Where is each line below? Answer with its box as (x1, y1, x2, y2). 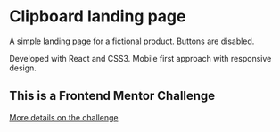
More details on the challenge (9, 111, 119, 122)
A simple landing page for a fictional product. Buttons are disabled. (9, 36, 255, 46)
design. (9, 62, 37, 73)
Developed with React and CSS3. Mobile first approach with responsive (9, 53, 272, 63)
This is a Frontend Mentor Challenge (9, 88, 216, 103)
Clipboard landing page (9, 6, 186, 27)
